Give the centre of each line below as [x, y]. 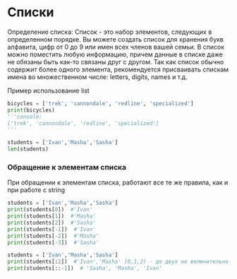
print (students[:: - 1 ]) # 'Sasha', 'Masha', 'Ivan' [85, 268]
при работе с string [36, 190]
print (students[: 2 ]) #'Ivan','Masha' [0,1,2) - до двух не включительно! [120, 262]
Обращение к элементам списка [67, 167]
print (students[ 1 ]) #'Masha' [52, 216]
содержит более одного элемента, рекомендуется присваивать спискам [118, 69]
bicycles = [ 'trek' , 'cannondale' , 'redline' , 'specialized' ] [101, 103]
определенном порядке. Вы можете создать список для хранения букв [116, 39]
